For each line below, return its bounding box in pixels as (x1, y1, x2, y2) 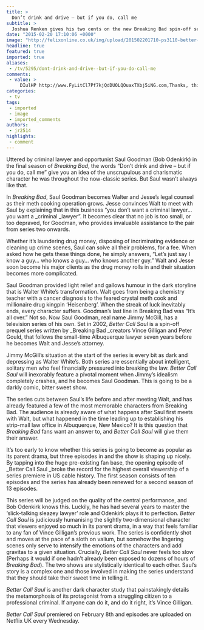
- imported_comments (8, 116, 61, 122)
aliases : (6, 60, 29, 66)
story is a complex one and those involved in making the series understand (6, 567, 194, 575)
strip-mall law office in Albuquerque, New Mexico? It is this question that (6, 421, 188, 429)
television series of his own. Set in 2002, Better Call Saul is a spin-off (6, 320, 180, 327)
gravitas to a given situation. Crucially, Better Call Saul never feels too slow (6, 548, 194, 555)
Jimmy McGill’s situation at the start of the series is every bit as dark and (6, 351, 188, 359)
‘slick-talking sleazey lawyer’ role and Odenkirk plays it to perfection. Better (6, 509, 195, 517)
